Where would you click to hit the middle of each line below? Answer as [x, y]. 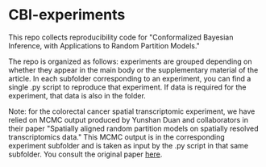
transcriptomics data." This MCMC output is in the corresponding [116, 137]
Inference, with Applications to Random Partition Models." [104, 45]
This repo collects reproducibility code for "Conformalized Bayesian [121, 37]
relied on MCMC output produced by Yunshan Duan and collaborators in [128, 119]
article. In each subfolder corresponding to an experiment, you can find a [130, 78]
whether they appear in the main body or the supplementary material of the [133, 69]
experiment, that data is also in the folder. [77, 95]
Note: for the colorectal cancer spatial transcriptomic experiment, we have [132, 111]
